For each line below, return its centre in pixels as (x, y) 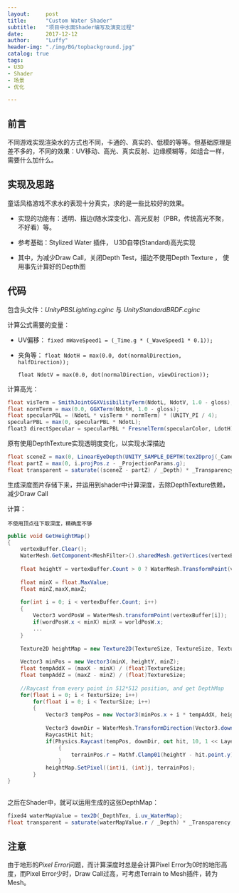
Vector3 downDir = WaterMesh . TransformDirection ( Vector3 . (133, 728)
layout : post (33, 14)
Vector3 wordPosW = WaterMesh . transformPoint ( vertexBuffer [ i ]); (130, 616)
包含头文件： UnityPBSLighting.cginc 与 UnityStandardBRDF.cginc (104, 309)
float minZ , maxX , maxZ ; (54, 589)
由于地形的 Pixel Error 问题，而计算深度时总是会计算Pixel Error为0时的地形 (115, 865)
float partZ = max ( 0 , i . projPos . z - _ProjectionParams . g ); (97, 463)
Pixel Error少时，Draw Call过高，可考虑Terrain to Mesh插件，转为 (122, 874)
